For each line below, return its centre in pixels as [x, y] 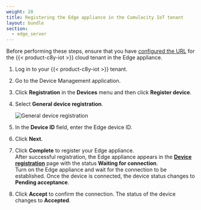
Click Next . [29, 139]
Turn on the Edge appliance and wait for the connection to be [91, 170]
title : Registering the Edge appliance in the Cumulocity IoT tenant [95, 17]
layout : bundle [25, 23]
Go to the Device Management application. [68, 81]
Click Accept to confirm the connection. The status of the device [95, 194]
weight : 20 [20, 12]
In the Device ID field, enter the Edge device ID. [73, 127]
